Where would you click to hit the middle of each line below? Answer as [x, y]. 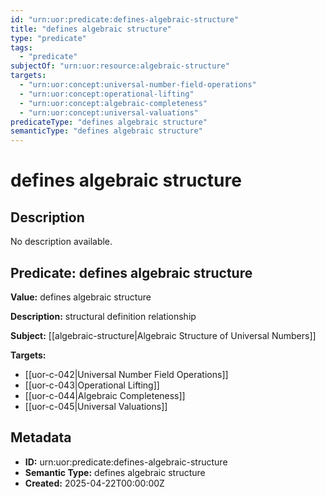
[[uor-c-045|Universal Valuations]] [96, 406]
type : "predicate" [48, 38]
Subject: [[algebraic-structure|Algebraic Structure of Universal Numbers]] [163, 335]
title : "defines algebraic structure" [91, 29]
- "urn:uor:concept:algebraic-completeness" [113, 103]
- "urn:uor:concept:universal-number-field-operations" [138, 85]
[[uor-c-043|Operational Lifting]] [92, 385]
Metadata [41, 437]
